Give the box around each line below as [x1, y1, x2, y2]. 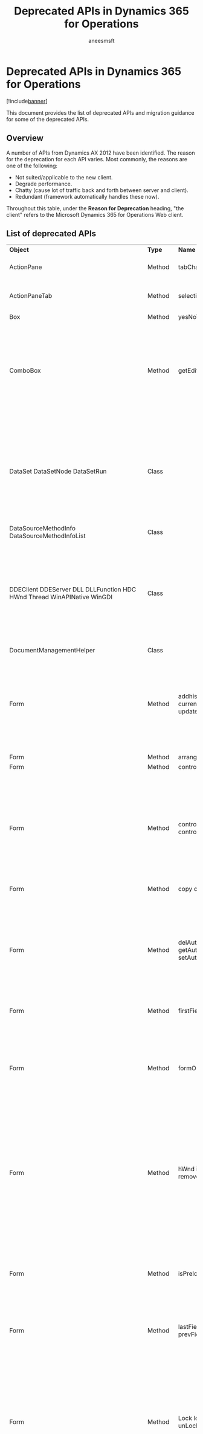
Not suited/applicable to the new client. [14, 173, 113, 181]
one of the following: [6, 162, 58, 169]
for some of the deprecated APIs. [6, 115, 89, 123]
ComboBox [9, 366, 41, 375]
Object [9, 246, 29, 254]
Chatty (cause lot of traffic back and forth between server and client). [14, 186, 188, 194]
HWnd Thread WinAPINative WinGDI [9, 593, 113, 601]
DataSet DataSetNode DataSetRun [9, 467, 107, 475]
